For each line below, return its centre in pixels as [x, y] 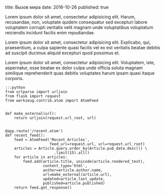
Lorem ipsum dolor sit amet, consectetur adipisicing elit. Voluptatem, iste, [80, 62]
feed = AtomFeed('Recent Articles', [52, 140]
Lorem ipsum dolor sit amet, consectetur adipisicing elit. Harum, [70, 17]
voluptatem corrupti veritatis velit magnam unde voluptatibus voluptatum [79, 27]
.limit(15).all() [72, 153]
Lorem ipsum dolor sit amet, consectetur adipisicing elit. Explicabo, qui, [78, 42]
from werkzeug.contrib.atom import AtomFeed [52, 100]
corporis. [14, 78]
